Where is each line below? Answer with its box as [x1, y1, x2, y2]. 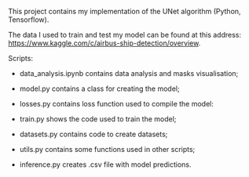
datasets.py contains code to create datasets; [19, 129, 168, 139]
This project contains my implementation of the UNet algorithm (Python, [8, 7, 241, 16]
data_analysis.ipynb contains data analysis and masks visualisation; [19, 69, 239, 78]
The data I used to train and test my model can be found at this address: [8, 31, 242, 39]
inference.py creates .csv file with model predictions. [19, 160, 192, 169]
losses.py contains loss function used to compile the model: [19, 99, 214, 108]
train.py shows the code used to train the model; [19, 114, 177, 124]
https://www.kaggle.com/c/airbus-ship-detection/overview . [8, 38, 201, 48]
